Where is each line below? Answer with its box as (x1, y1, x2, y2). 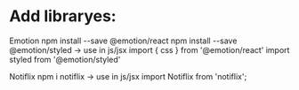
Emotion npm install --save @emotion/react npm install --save (9, 35, 238, 46)
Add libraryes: (9, 6, 117, 26)
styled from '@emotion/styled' (9, 54, 121, 64)
